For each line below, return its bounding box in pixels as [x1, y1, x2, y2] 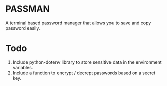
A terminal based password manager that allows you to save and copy [5, 20, 151, 26]
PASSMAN [5, 3, 50, 15]
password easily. [5, 25, 40, 31]
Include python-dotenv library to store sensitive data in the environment [12, 59, 162, 65]
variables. [12, 64, 33, 70]
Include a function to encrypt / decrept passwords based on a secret [12, 70, 156, 76]
